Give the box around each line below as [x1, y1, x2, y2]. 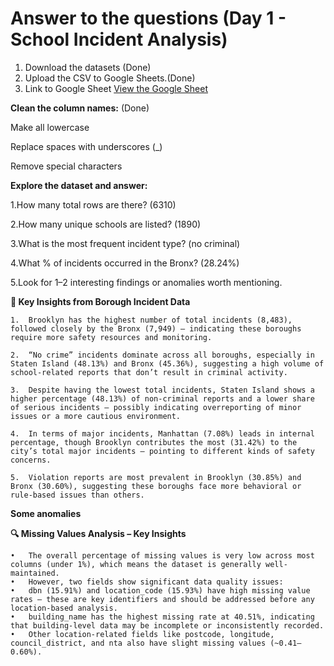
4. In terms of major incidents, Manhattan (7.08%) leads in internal [10, 428, 315, 439]
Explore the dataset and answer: [10, 179, 148, 191]
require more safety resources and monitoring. [10, 332, 213, 342]
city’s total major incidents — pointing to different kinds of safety [10, 446, 315, 456]
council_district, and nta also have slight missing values [10, 638, 267, 648]
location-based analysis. [10, 603, 118, 613]
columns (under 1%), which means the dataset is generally [10, 559, 262, 569]
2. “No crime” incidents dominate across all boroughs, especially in [10, 350, 315, 360]
